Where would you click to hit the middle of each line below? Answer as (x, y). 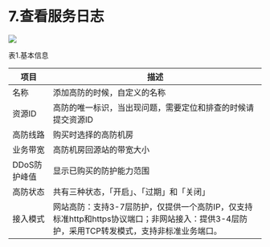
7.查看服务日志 (56, 16)
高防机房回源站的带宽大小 (101, 149)
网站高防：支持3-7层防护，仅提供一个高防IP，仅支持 (153, 207)
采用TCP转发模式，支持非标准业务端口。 (145, 231)
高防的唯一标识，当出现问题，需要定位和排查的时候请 (153, 107)
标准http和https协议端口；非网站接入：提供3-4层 (146, 219)
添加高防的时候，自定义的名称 (109, 92)
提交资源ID (73, 119)
